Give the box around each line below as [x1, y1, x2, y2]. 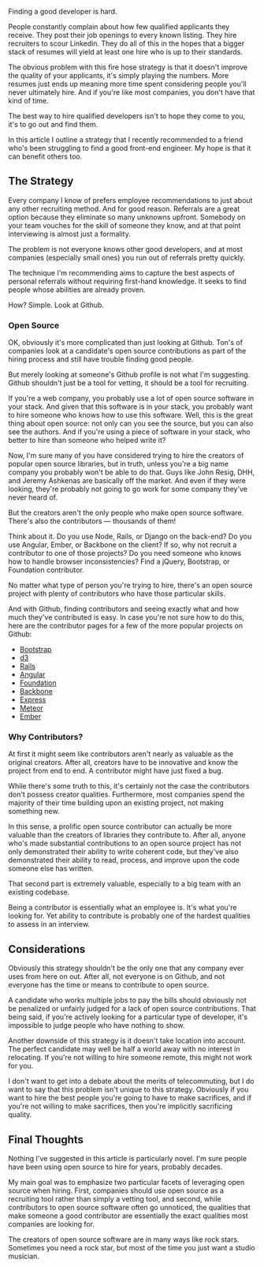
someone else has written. [8, 864, 95, 873]
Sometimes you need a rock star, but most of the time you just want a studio [8, 1243, 255, 1253]
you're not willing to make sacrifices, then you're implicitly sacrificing [8, 1101, 233, 1111]
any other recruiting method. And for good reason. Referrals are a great [8, 204, 240, 213]
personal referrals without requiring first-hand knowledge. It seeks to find [8, 276, 247, 286]
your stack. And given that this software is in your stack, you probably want [8, 402, 254, 411]
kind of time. [8, 96, 49, 105]
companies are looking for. [8, 1220, 95, 1229]
